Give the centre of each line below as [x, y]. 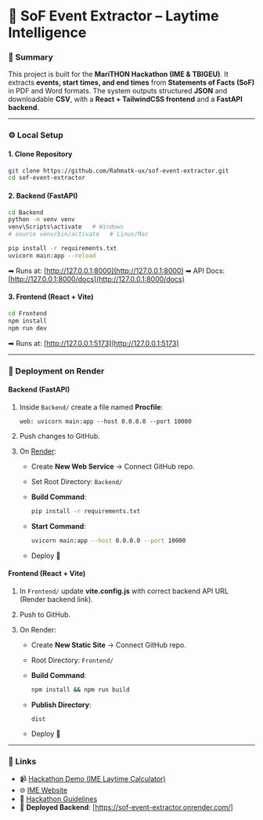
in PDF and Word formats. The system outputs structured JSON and [118, 91]
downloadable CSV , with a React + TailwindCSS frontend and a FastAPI [125, 99]
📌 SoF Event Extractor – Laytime [113, 16]
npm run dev [27, 328]
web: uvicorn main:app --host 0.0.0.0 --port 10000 [105, 421]
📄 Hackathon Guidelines [58, 799]
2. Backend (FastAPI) [43, 195]
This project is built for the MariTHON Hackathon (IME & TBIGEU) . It [118, 75]
